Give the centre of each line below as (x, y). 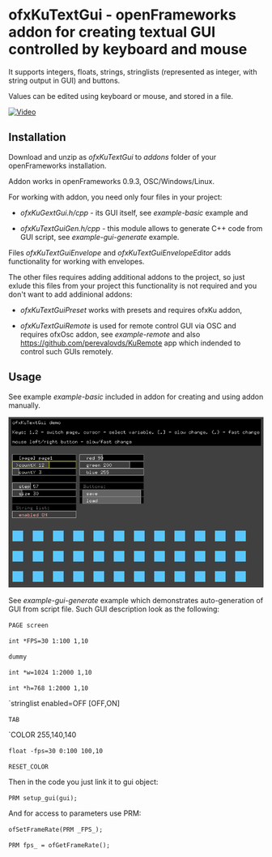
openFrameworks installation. (57, 165)
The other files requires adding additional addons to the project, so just (127, 276)
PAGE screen (28, 626)
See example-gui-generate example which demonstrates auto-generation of (136, 601)
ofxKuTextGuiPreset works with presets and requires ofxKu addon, (131, 310)
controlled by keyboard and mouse (128, 49)
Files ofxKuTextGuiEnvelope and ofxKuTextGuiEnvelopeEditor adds (120, 252)
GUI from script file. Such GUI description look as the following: (114, 609)
